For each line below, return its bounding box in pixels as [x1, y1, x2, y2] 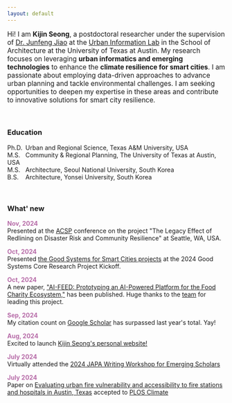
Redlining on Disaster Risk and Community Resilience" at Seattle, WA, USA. [7, 234, 222, 242]
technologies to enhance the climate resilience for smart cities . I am [7, 63, 226, 72]
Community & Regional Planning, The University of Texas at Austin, [25, 150, 217, 159]
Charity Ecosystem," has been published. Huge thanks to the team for [7, 290, 206, 298]
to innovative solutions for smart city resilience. [7, 96, 156, 105]
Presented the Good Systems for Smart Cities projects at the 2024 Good [7, 255, 213, 263]
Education [7, 127, 43, 137]
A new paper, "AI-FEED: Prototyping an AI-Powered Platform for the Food [7, 283, 216, 291]
